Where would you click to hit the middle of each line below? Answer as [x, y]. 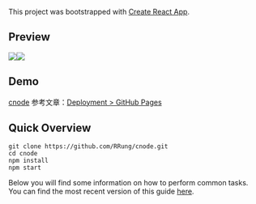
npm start [25, 168]
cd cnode [23, 154]
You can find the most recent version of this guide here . [101, 191]
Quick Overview [50, 128]
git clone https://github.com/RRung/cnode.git [88, 147]
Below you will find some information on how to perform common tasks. [128, 183]
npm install [28, 161]
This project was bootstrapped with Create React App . [99, 12]
